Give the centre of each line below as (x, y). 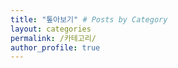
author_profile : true (55, 47)
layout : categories (51, 29)
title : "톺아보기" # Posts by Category (89, 19)
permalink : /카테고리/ (53, 38)
